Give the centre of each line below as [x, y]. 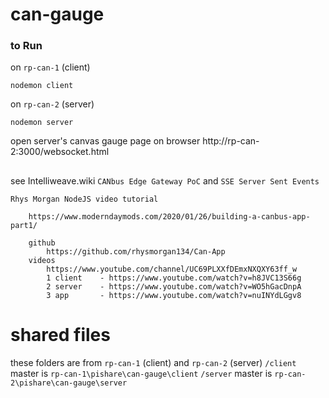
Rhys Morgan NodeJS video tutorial [84, 199]
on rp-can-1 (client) [50, 67]
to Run [26, 46]
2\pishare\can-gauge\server [69, 383]
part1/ [24, 225]
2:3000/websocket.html [60, 152]
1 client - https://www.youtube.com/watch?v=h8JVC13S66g [174, 278]
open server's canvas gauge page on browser [105, 141]
